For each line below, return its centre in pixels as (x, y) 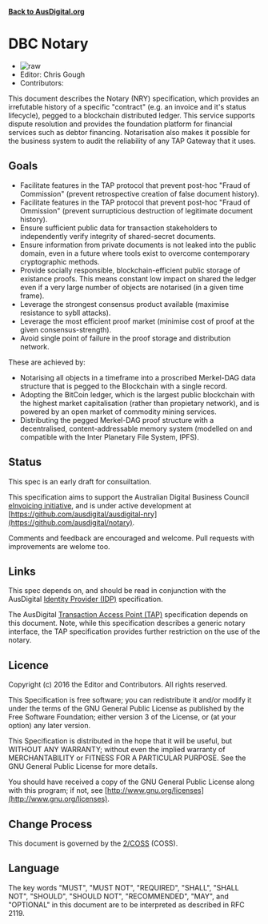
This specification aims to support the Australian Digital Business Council (129, 497)
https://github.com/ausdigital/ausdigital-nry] (84, 514)
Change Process (50, 824)
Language (34, 868)
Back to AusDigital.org (47, 12)
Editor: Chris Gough (52, 74)
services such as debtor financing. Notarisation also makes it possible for (129, 132)
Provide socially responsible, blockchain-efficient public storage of (130, 270)
